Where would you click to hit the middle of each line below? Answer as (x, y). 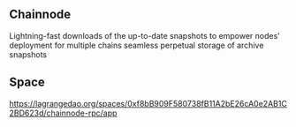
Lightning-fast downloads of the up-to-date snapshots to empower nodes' (144, 35)
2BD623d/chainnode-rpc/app (63, 113)
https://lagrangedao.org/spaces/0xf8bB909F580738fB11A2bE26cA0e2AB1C (148, 103)
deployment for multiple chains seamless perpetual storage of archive (137, 45)
